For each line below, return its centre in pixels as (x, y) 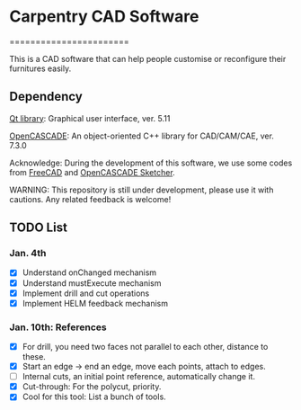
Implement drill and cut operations (86, 293)
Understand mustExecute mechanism (92, 283)
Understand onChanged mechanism (89, 272)
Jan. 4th (28, 254)
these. (34, 357)
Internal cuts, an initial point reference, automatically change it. (139, 377)
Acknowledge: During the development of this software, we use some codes (151, 163)
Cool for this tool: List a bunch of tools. (94, 397)
